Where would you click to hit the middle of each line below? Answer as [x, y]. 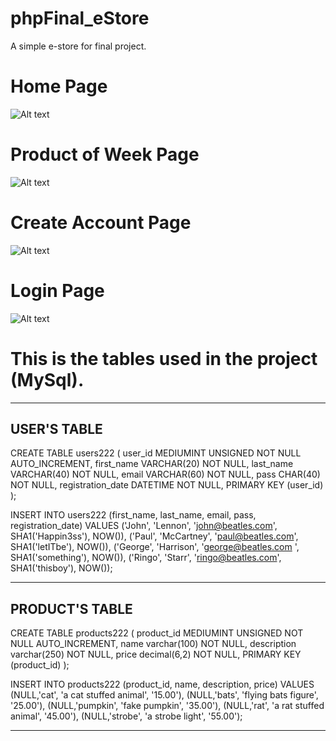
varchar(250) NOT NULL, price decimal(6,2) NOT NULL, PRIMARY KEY [156, 654]
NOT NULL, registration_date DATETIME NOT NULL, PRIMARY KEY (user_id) [167, 485]
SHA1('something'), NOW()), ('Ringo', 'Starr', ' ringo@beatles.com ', [146, 558]
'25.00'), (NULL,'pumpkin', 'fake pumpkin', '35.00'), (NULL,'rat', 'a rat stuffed [167, 706]
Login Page [57, 290]
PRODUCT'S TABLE [71, 608]
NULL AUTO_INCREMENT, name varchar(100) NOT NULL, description [153, 644]
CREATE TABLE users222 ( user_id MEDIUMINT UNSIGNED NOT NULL [156, 453]
